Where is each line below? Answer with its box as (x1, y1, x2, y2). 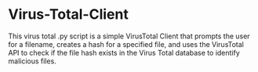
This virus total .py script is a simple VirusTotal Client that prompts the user (8, 31, 250, 41)
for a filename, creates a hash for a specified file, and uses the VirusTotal (8, 39, 245, 49)
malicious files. (8, 56, 56, 66)
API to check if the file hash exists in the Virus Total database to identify (8, 48, 241, 57)
